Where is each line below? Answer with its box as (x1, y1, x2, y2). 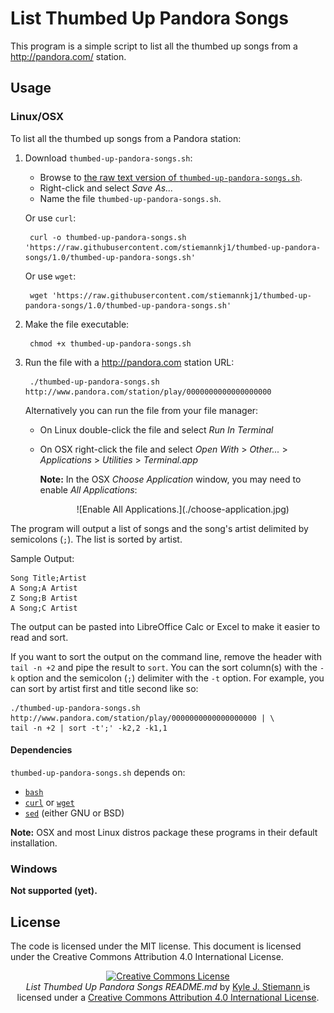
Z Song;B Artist (10, 593, 78, 603)
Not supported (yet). (10, 885, 98, 897)
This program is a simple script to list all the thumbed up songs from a (10, 40, 298, 52)
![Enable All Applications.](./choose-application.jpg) (76, 503, 290, 515)
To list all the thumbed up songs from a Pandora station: (10, 132, 242, 144)
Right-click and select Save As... (39, 182, 174, 194)
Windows (10, 862, 58, 876)
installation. (10, 837, 58, 849)
